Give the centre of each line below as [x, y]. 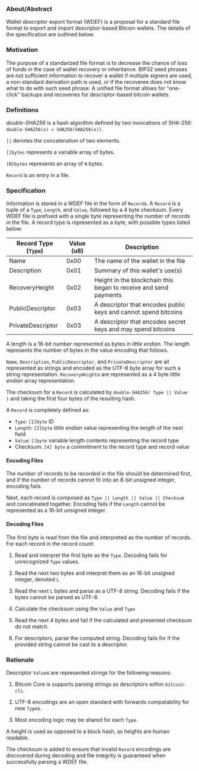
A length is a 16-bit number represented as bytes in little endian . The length [98, 344]
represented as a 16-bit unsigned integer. [56, 511]
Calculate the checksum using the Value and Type [75, 609]
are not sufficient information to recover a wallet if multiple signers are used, [99, 75]
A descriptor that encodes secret [140, 322]
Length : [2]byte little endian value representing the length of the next [99, 428]
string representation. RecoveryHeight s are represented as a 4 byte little [93, 375]
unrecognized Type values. [47, 561]
